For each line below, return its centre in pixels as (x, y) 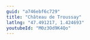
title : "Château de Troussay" (44, 17)
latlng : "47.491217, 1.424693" (45, 22)
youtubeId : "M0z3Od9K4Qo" (38, 28)
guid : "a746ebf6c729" (33, 11)
